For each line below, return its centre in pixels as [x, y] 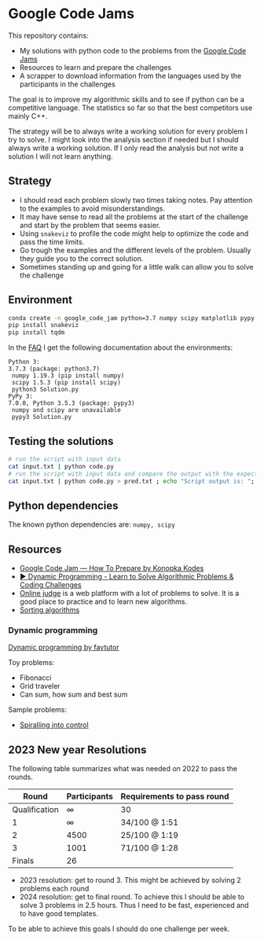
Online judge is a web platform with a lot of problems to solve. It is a [129, 594]
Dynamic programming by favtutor [64, 647]
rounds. [20, 777]
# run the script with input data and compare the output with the [121, 474]
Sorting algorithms [49, 610]
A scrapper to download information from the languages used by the [130, 75]
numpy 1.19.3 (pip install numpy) [68, 376]
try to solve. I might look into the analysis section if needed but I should [123, 139]
